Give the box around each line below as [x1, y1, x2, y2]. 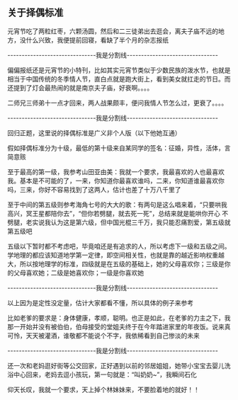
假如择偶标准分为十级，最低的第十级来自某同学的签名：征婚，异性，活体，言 [7, 144, 231, 152]
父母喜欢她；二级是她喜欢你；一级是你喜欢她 [13, 268, 144, 277]
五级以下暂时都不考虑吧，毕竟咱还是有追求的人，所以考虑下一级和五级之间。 [7, 241, 231, 250]
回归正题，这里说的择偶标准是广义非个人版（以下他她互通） [7, 128, 181, 137]
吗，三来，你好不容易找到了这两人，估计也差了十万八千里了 [7, 185, 181, 193]
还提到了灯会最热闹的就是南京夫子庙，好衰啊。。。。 [7, 84, 154, 92]
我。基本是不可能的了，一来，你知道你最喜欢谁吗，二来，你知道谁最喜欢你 [7, 176, 225, 185]
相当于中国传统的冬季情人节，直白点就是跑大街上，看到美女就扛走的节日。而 [7, 74, 231, 83]
